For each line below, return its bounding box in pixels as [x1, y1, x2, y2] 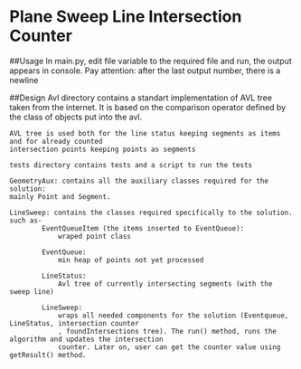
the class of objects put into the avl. [9, 111, 143, 122]
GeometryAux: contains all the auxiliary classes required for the [9, 176, 269, 185]
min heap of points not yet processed [57, 255, 204, 264]
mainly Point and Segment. [9, 192, 111, 201]
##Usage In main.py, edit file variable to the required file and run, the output [9, 55, 292, 66]
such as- [9, 215, 42, 225]
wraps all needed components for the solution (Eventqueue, [57, 310, 289, 320]
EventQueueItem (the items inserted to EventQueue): [42, 223, 245, 232]
